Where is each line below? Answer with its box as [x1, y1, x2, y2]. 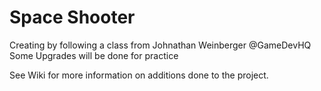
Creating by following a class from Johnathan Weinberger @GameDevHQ [9, 39, 312, 51]
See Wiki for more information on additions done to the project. [9, 69, 269, 81]
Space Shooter [9, 6, 136, 29]
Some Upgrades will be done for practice [9, 49, 179, 61]
